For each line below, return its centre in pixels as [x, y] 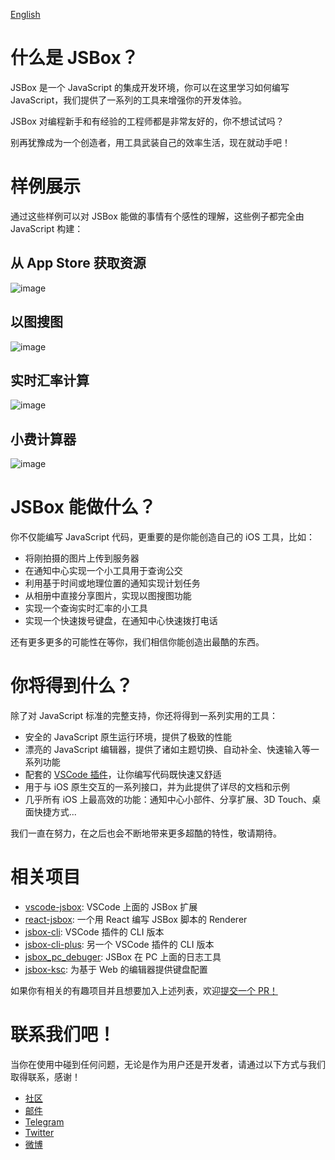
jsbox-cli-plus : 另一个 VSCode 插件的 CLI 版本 [119, 944]
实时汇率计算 [50, 380]
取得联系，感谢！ [45, 1076]
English [25, 14]
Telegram [44, 1121]
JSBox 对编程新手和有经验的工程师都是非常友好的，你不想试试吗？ [147, 121]
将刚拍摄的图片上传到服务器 [82, 558]
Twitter [39, 1132]
